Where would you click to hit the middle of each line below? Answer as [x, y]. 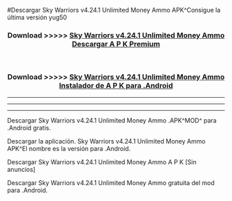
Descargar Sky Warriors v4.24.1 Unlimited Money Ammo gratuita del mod [111, 182]
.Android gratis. [29, 128]
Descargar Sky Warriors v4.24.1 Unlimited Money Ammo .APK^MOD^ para [112, 120]
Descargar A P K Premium [116, 44]
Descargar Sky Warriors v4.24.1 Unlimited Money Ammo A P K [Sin [102, 161]
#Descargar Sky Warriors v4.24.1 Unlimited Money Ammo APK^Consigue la [114, 10]
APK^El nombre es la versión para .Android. [69, 148]
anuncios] [21, 169]
